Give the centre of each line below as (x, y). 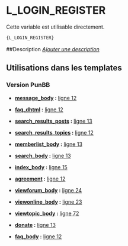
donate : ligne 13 (35, 225)
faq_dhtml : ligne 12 (39, 109)
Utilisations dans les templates (64, 68)
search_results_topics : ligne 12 (54, 132)
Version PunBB (28, 85)
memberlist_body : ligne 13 (49, 144)
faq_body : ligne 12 (38, 236)
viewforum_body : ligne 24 (48, 190)
